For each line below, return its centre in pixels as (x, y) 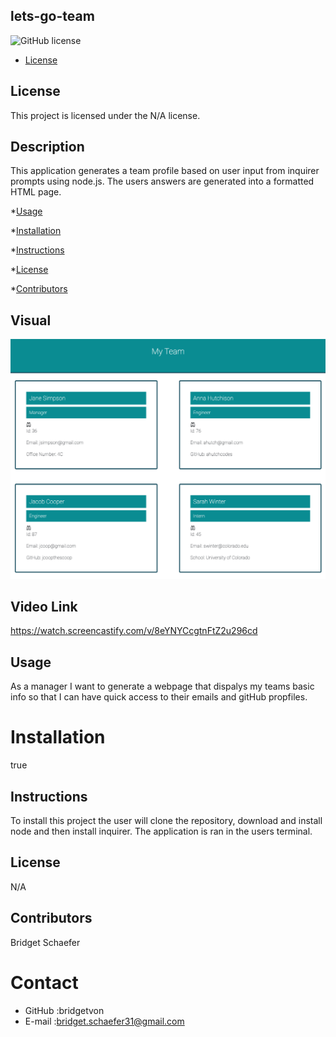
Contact (44, 982)
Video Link (44, 607)
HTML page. (36, 192)
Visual (31, 320)
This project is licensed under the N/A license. (105, 115)
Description (47, 147)
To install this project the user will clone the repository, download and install (166, 821)
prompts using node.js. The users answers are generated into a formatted (162, 181)
